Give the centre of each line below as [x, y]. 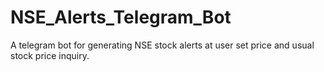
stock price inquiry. [50, 55]
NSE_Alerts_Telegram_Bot [121, 17]
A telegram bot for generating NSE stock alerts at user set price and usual [162, 45]
